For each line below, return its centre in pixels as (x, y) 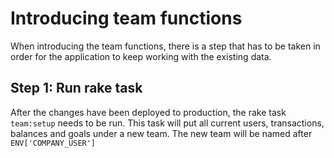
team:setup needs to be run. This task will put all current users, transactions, (167, 123)
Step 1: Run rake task (76, 88)
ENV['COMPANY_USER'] (53, 143)
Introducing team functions (126, 18)
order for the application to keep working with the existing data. (141, 56)
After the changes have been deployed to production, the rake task (148, 112)
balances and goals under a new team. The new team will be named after (161, 133)
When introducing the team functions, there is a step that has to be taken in (165, 46)
